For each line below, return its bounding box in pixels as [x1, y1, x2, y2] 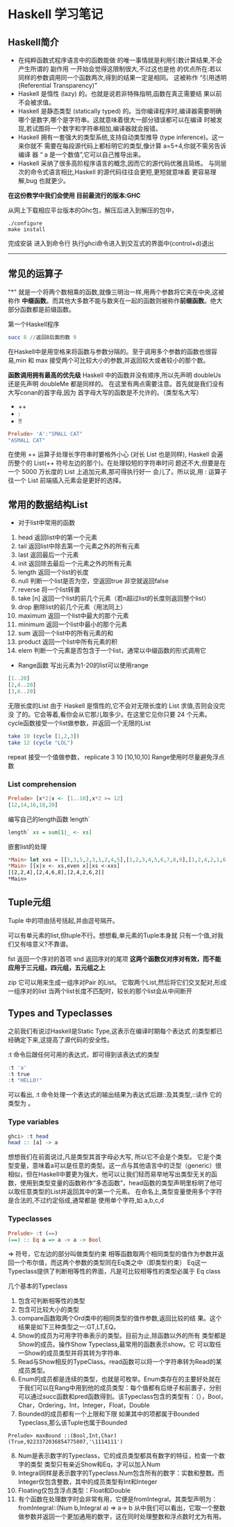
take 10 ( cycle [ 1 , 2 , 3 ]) [8, 732, 80, 740]
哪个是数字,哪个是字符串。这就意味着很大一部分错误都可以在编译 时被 [17, 116, 217, 124]
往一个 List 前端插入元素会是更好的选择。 [8, 476, 126, 484]
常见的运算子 [8, 268, 63, 280]
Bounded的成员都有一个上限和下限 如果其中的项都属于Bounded [17, 1410, 200, 1418]
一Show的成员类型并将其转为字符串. [17, 1349, 122, 1357]
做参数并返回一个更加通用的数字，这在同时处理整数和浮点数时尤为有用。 [17, 1512, 225, 1521]
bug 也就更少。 [26, 177, 70, 184]
